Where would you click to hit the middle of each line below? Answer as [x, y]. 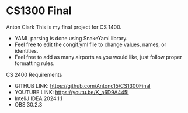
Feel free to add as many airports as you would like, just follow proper [98, 57]
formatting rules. [34, 63]
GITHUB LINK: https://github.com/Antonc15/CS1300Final [82, 85]
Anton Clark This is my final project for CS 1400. [64, 27]
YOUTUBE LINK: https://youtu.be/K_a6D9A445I [72, 92]
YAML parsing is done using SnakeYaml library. [71, 38]
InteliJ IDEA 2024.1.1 [39, 98]
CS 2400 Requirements [34, 74]
